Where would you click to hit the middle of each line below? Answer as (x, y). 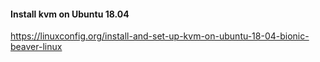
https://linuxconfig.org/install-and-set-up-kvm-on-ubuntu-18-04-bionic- (160, 36)
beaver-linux (36, 47)
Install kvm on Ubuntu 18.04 (70, 14)
